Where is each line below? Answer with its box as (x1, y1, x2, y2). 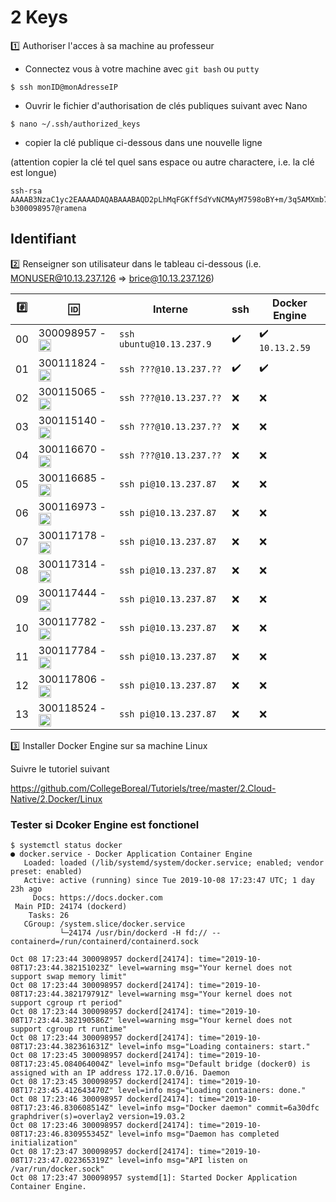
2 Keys (10, 6, 69, 29)
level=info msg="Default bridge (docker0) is (117, 1059, 311, 1070)
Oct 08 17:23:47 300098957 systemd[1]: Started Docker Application (10, 1173, 298, 1183)
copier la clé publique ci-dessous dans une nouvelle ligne (24, 136, 263, 148)
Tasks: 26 (28, 911, 70, 921)
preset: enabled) (10, 867, 83, 877)
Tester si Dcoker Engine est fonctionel (10, 817, 200, 831)
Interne (153, 302, 188, 316)
